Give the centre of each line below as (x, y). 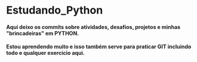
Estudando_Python (55, 10)
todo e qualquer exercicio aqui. (46, 53)
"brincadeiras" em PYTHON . (43, 33)
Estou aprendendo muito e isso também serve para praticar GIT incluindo (99, 47)
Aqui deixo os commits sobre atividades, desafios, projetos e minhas (93, 27)
